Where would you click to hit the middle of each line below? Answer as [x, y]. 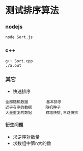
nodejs [14, 27]
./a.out [13, 65]
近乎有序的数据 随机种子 [33, 107]
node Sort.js [19, 37]
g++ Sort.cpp [19, 61]
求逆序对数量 [26, 137]
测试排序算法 [32, 10]
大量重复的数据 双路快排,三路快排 [42, 113]
